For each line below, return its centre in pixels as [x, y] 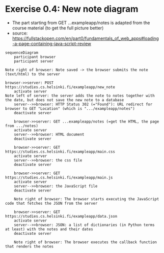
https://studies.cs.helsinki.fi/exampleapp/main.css [60, 152]
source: [20, 33]
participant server [34, 61]
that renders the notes [29, 246]
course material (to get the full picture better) [58, 28]
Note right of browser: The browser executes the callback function [85, 242]
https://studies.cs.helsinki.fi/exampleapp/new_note [60, 87]
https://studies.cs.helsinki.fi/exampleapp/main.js [59, 177]
